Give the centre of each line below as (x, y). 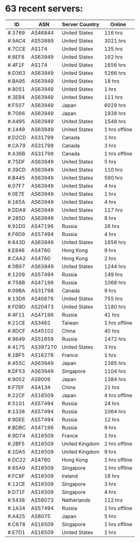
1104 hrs (115, 371)
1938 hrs (115, 113)
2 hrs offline (118, 443)
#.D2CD (17, 137)
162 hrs (113, 57)
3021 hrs (115, 41)
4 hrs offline (118, 395)
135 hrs (113, 49)
